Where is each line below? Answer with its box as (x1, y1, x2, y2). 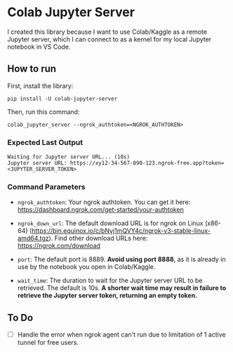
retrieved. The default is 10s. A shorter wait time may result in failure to (17, 284, 227, 292)
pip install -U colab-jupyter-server (7, 95, 118, 102)
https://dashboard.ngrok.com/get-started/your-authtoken (17, 206, 184, 214)
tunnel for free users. (17, 339, 79, 347)
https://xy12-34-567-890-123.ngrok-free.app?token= (69, 160, 225, 167)
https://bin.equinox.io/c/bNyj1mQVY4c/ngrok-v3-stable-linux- (31, 227, 211, 235)
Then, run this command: (7, 107, 80, 116)
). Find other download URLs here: (48, 234, 148, 243)
